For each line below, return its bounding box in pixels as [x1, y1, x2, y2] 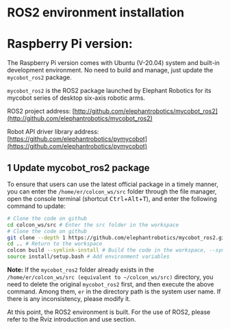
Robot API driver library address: [7, 128, 99, 136]
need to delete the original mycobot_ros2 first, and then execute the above [7, 280, 214, 289]
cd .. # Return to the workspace [7, 241, 103, 248]
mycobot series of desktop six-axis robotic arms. [7, 94, 146, 102]
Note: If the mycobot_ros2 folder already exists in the [7, 265, 154, 274]
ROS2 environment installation [7, 5, 185, 21]
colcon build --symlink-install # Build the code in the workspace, [7, 247, 207, 254]
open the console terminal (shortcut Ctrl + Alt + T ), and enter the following [7, 194, 218, 202]
